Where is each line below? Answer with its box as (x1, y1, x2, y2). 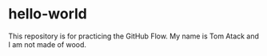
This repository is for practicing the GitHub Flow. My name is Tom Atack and (8, 31, 260, 41)
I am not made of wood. (8, 39, 86, 49)
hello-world (8, 5, 88, 23)
